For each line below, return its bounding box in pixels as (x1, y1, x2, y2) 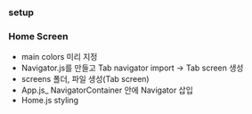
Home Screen (8, 29, 69, 42)
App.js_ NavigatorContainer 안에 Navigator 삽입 (20, 85, 193, 95)
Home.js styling (20, 95, 79, 106)
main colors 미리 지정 (20, 52, 98, 62)
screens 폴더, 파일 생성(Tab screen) (20, 74, 150, 85)
